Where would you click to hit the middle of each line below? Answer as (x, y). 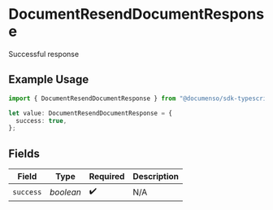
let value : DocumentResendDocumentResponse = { (91, 113)
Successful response (44, 54)
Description (156, 177)
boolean (65, 192)
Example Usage (49, 79)
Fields (24, 153)
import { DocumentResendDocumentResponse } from (92, 98)
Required (107, 177)
